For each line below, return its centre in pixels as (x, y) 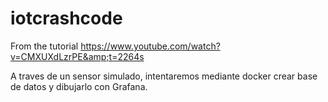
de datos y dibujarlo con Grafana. (79, 86)
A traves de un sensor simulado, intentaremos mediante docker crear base (164, 76)
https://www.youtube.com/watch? (150, 46)
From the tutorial (44, 46)
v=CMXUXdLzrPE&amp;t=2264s (77, 56)
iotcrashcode (66, 18)
